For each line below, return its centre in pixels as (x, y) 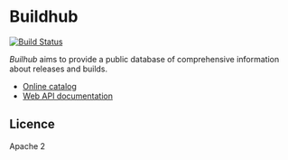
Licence (33, 124)
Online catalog (49, 86)
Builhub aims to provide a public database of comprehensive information (144, 59)
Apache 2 (28, 146)
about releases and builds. (59, 69)
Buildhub (44, 17)
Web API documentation (67, 96)
